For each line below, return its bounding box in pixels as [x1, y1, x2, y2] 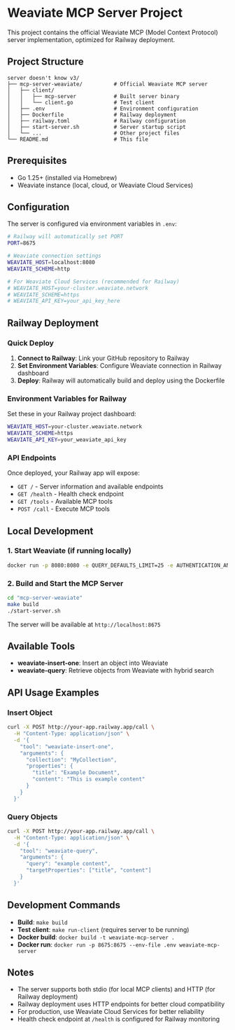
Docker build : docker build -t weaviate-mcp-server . [17, 933, 175, 941]
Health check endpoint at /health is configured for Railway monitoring [17, 1015, 220, 1024]
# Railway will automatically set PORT [7, 233, 124, 240]
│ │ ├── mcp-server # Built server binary [7, 92, 180, 99]
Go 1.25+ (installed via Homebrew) [17, 173, 117, 181]
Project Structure [7, 56, 84, 68]
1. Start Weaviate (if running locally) [7, 546, 131, 556]
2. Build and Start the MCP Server [7, 578, 124, 588]
